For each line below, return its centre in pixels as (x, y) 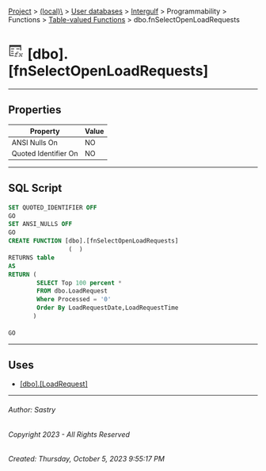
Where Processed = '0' (74, 300)
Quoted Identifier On (45, 154)
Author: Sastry (32, 410)
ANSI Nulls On (34, 143)
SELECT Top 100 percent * (80, 283)
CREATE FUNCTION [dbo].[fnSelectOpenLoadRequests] (93, 241)
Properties (35, 110)
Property (45, 131)
